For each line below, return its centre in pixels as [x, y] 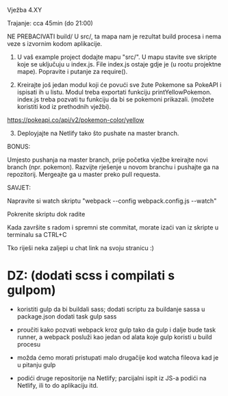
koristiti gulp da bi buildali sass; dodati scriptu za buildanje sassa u [111, 309]
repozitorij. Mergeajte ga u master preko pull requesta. [84, 174]
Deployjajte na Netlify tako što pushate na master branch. [98, 133]
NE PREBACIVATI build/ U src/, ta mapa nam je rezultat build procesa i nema [114, 36]
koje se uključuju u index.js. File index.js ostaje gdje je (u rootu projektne [119, 64]
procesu [29, 344]
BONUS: [19, 146]
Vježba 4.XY [25, 10]
